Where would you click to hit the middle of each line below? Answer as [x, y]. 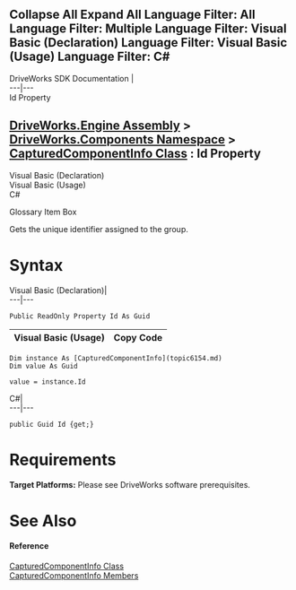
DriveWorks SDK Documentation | [72, 78]
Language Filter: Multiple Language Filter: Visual [148, 29]
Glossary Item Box [43, 212]
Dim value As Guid [44, 366]
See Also [43, 521]
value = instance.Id [48, 382]
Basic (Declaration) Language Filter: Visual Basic [148, 43]
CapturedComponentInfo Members [74, 575]
